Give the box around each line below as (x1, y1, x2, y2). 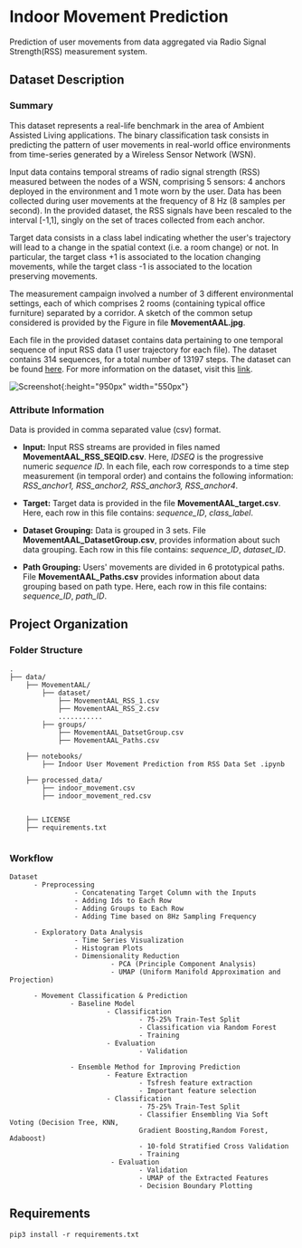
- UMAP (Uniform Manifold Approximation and (109, 967, 281, 976)
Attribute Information (9, 403, 105, 416)
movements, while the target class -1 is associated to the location (9, 261, 253, 272)
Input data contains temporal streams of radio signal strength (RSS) (9, 166, 260, 178)
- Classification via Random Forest (138, 1022, 278, 1032)
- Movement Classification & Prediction (33, 991, 188, 1000)
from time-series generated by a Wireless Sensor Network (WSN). (9, 149, 256, 159)
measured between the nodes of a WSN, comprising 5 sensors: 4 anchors (9, 176, 286, 187)
